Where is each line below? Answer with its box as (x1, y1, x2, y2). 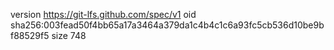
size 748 (51, 30, 87, 41)
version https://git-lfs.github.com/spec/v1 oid (10, 9, 197, 20)
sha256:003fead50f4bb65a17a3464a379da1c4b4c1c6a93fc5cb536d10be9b (10, 19, 325, 31)
